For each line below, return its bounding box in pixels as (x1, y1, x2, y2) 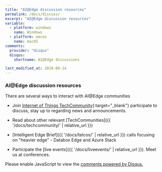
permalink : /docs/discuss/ (5, 12, 60, 17)
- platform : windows (9, 25, 51, 30)
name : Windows (14, 30, 43, 35)
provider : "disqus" (9, 48, 49, 53)
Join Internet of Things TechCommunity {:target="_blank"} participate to (12, 103, 158, 108)
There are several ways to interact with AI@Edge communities (5, 93, 131, 99)
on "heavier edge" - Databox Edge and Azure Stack (12, 137, 116, 143)
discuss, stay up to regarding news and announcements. (12, 108, 127, 114)
